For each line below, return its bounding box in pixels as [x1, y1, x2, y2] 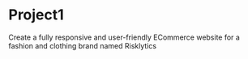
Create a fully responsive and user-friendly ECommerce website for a [8, 32, 241, 42]
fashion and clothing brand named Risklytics [8, 40, 156, 50]
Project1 [8, 6, 65, 24]
